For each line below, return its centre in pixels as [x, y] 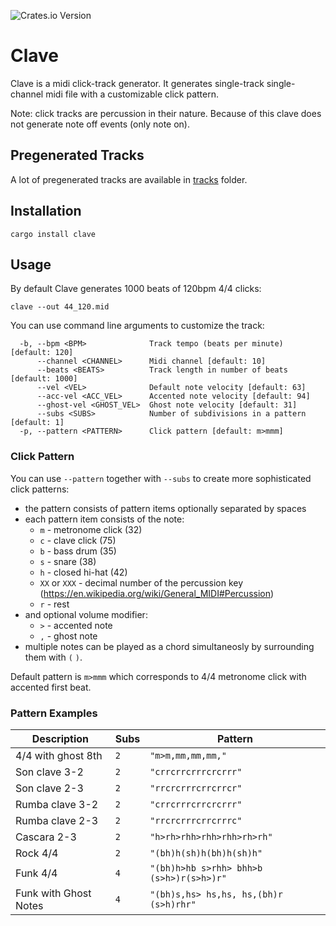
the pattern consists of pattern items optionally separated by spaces [165, 508]
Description [60, 738]
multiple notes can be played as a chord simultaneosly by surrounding [169, 646]
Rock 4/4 [37, 853]
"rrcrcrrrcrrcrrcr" [196, 788]
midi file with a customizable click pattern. [132, 94]
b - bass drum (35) [78, 551]
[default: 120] [42, 353]
